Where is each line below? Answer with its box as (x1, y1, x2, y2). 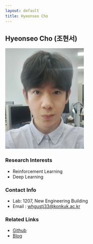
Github (12, 227, 27, 233)
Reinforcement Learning (12, 168, 63, 175)
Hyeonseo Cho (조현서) (5, 34, 78, 43)
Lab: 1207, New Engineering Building (12, 198, 88, 204)
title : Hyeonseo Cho (5, 13, 49, 19)
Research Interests (5, 157, 53, 164)
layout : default (5, 8, 39, 13)
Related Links (5, 216, 39, 223)
